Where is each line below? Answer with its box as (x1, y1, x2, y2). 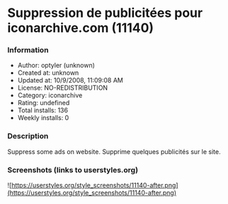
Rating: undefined (17, 99, 70, 107)
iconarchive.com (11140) (7, 20, 154, 36)
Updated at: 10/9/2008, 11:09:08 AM (17, 76, 124, 85)
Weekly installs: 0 (17, 114, 69, 122)
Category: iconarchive (17, 91, 83, 100)
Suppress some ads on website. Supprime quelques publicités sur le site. (7, 147, 221, 156)
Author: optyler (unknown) (17, 61, 96, 70)
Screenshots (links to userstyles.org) (7, 164, 139, 174)
